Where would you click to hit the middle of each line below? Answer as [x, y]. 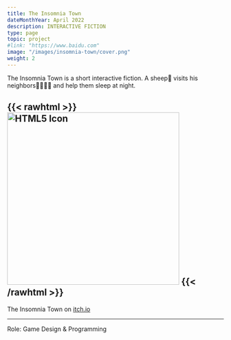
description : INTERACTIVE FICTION [57, 26]
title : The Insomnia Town [44, 13]
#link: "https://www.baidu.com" [53, 46]
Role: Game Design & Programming [57, 329]
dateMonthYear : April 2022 [46, 20]
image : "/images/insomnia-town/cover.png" [69, 52]
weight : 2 [21, 59]
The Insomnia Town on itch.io [49, 309]
